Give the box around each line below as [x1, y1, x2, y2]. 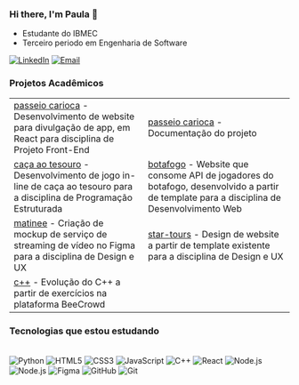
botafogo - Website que [148, 157, 249, 170]
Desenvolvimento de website [13, 110, 135, 123]
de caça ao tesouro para [30, 180, 133, 192]
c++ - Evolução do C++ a [13, 276, 121, 288]
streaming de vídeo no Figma [13, 239, 136, 252]
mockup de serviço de [13, 228, 108, 240]
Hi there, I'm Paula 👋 [9, 8, 98, 20]
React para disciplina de [13, 132, 114, 145]
